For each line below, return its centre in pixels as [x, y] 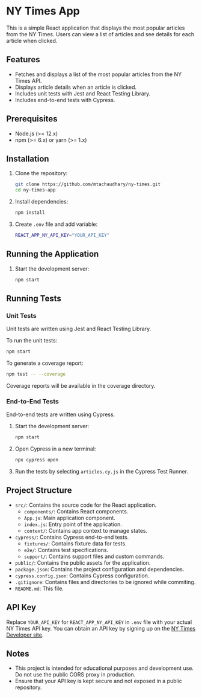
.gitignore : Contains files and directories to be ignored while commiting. [105, 582]
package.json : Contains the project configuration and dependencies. [99, 569]
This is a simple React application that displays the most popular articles [96, 28]
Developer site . [25, 635]
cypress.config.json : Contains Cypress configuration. [82, 576]
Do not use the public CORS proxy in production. [75, 675]
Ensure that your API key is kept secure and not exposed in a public [98, 681]
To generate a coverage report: [45, 363]
